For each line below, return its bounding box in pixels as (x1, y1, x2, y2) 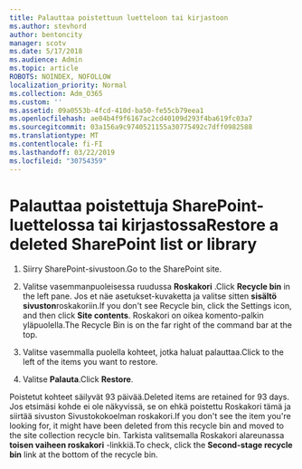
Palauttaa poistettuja (9, 196, 169, 215)
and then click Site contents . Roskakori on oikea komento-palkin (22, 310, 264, 321)
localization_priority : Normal (9, 81, 127, 90)
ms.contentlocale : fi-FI (9, 139, 103, 148)
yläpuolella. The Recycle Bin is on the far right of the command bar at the (22, 320, 292, 330)
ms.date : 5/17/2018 (9, 47, 83, 56)
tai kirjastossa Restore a (98, 215, 278, 235)
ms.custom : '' (9, 97, 63, 107)
